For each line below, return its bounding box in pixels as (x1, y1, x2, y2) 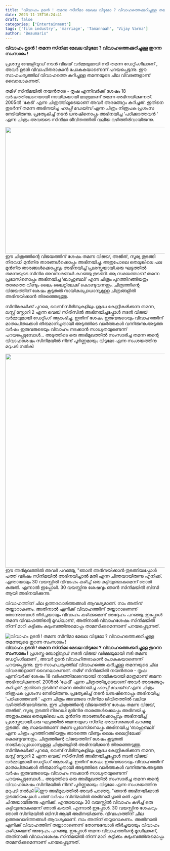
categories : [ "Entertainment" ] (5, 21, 71, 27)
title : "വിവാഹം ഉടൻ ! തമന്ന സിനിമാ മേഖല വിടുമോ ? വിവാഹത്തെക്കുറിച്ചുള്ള (5, 7, 157, 13)
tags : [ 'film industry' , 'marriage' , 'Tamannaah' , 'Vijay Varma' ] (5, 26, 148, 31)
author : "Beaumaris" (5, 31, 49, 36)
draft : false (5, 17, 33, 22)
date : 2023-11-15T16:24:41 (5, 12, 62, 17)
